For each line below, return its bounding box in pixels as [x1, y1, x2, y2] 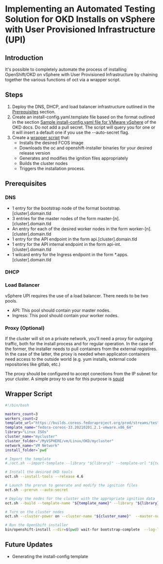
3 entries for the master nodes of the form [12, 215, 97, 221]
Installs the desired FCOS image [19, 140, 84, 145]
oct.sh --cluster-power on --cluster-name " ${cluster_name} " [5, 514, 131, 519]
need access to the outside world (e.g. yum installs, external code [5, 356, 137, 362]
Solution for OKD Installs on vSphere [5, 14, 155, 25]
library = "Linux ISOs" [5, 430, 49, 435]
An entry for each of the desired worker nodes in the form [12, 226, 128, 231]
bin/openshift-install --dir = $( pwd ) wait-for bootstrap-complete [5, 527, 140, 532]
